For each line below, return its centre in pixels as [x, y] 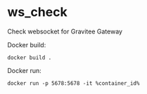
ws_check [38, 12]
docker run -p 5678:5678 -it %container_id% [73, 83]
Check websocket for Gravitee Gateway [65, 31]
